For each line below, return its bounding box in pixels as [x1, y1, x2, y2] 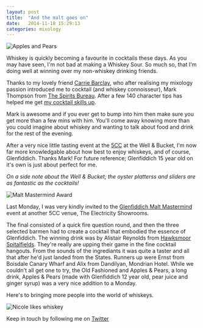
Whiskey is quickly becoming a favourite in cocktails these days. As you [6, 54, 187, 62]
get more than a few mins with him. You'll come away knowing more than [6, 117, 190, 124]
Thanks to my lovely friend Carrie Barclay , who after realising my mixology [6, 79, 193, 87]
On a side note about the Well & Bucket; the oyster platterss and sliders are [6, 173, 196, 180]
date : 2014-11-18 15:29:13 [6, 20, 80, 26]
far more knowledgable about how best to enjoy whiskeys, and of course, [6, 148, 191, 155]
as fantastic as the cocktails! [6, 179, 79, 187]
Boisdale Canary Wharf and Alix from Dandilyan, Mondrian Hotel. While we [6, 260, 194, 268]
